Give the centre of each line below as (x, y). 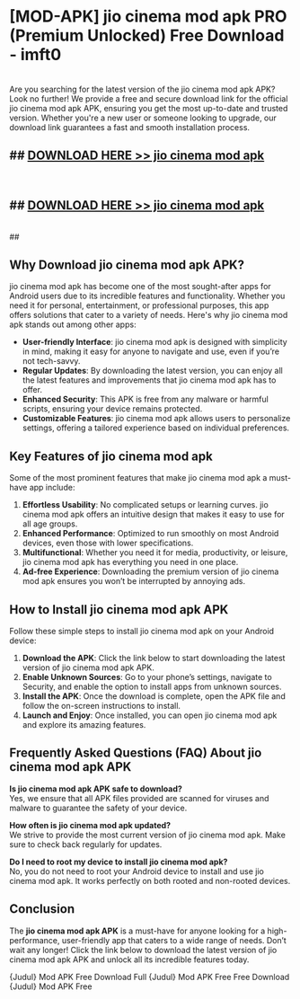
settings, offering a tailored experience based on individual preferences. (156, 428)
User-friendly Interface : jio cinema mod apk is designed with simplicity (154, 342)
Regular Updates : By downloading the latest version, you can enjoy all (152, 371)
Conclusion (42, 909)
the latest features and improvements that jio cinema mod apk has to (149, 380)
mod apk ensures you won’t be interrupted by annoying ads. (134, 581)
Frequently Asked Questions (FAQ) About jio (136, 753)
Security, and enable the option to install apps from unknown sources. (152, 686)
